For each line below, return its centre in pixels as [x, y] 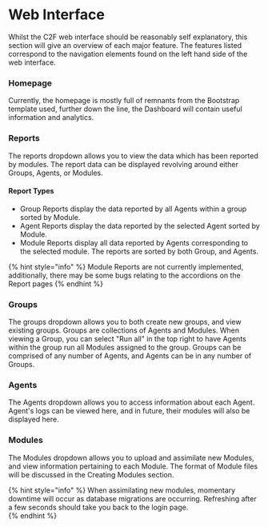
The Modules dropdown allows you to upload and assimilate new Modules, [131, 457]
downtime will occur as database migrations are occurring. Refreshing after [133, 498]
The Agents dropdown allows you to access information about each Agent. [132, 402]
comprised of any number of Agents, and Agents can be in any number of [130, 356]
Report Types [31, 191]
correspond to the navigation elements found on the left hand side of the [128, 54]
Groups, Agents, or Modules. [56, 173]
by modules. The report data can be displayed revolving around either [123, 164]
